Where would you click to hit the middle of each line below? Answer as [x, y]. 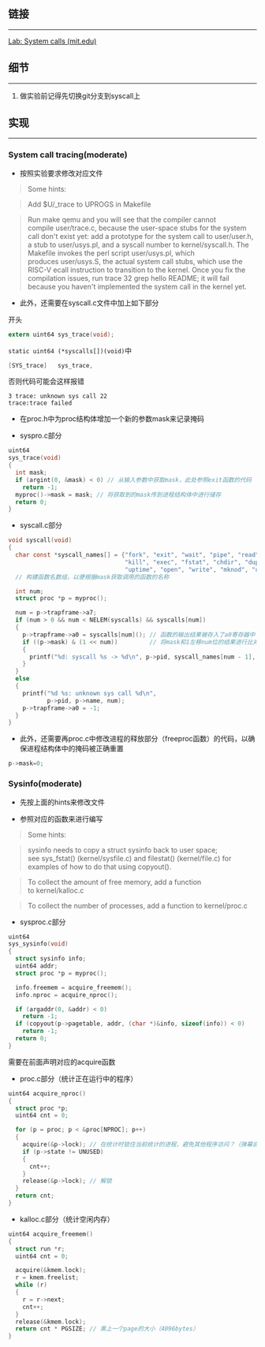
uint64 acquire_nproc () [47, 1093]
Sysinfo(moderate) [45, 784]
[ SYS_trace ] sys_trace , [50, 365]
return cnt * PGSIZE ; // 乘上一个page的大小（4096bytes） [107, 1329]
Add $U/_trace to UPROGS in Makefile [89, 204]
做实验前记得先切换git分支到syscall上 [80, 95]
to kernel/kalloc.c [56, 890]
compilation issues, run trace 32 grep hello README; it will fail [129, 278]
